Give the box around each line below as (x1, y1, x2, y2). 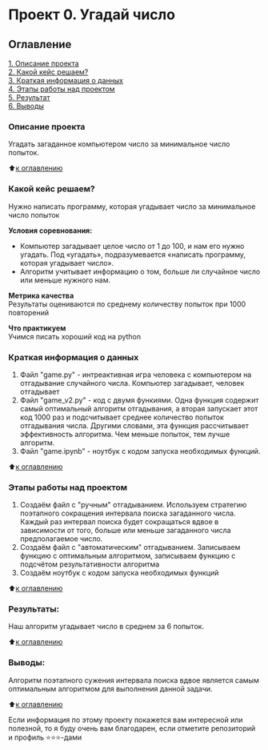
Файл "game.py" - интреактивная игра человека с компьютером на (19, 370, 252, 379)
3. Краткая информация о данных (8, 76, 124, 85)
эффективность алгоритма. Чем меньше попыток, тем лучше (19, 429, 230, 439)
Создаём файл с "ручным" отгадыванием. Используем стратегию (19, 500, 247, 510)
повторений (8, 307, 50, 317)
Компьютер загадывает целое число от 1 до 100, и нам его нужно (19, 241, 245, 251)
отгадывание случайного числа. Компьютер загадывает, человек (19, 378, 245, 387)
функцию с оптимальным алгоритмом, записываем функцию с (19, 551, 236, 561)
